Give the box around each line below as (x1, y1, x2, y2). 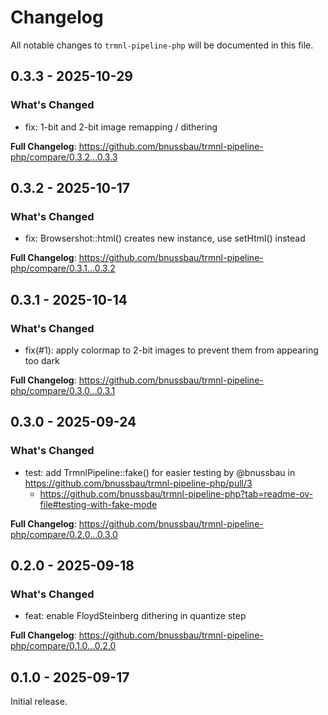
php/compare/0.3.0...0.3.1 (10, 385, 116, 396)
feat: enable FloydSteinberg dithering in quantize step (24, 610, 247, 622)
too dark (24, 355, 60, 366)
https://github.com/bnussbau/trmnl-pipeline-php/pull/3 (24, 477, 253, 489)
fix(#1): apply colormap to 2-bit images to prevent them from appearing (24, 344, 319, 356)
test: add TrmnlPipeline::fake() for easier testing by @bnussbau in (24, 466, 296, 478)
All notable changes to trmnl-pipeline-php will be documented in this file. (10, 39, 314, 51)
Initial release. (10, 696, 68, 708)
